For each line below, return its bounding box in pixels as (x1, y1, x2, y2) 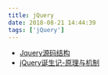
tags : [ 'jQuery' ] (8, 26, 65, 34)
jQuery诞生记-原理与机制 (19, 58, 100, 67)
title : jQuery (8, 11, 55, 20)
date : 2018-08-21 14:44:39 (8, 19, 96, 27)
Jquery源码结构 (19, 48, 70, 58)
